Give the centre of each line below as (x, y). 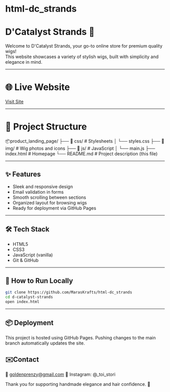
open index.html (22, 302)
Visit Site (14, 102)
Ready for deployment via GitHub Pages (54, 208)
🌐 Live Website (37, 87)
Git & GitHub (26, 260)
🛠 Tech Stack (27, 229)
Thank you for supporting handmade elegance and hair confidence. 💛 (78, 384)
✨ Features (23, 174)
